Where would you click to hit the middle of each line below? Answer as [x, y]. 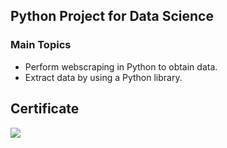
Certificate [45, 109]
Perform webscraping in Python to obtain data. [121, 66]
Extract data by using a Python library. [103, 77]
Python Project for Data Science [112, 16]
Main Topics [41, 45]
